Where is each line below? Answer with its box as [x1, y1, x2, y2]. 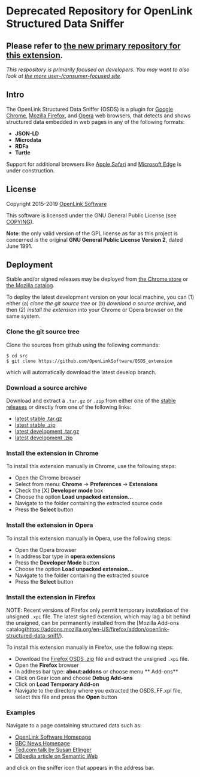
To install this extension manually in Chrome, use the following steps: [6, 463, 177, 470]
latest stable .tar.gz [14, 415, 62, 423]
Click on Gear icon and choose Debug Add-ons [14, 674, 133, 681]
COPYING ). [6, 218, 34, 225]
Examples [6, 708, 36, 717]
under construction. [6, 166, 55, 174]
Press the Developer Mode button [14, 559, 100, 566]
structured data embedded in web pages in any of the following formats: [6, 118, 185, 125]
